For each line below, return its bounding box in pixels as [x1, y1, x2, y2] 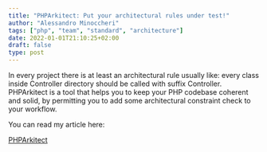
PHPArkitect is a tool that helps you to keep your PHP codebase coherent [8, 88, 249, 96]
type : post [8, 49, 45, 57]
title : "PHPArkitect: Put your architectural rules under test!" [8, 11, 230, 20]
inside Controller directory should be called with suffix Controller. [8, 79, 222, 88]
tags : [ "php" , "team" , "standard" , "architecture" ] [8, 26, 183, 34]
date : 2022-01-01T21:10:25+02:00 [8, 33, 120, 42]
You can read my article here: [8, 120, 105, 129]
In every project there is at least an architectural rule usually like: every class [8, 71, 260, 80]
